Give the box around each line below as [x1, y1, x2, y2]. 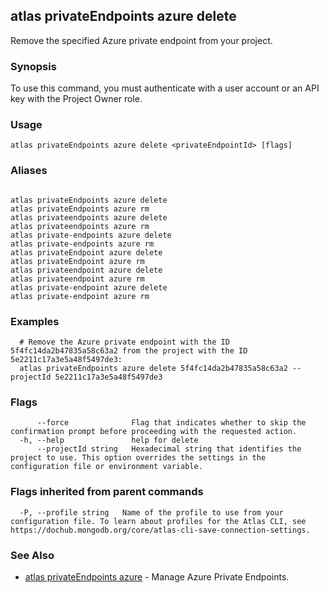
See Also [10, 548, 55, 562]
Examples [10, 314, 60, 328]
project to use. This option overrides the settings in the [10, 453, 267, 463]
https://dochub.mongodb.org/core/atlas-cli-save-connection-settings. [10, 525, 311, 535]
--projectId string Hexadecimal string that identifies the [36, 444, 302, 454]
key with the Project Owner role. [10, 93, 143, 105]
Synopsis [10, 59, 57, 73]
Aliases [10, 164, 48, 178]
